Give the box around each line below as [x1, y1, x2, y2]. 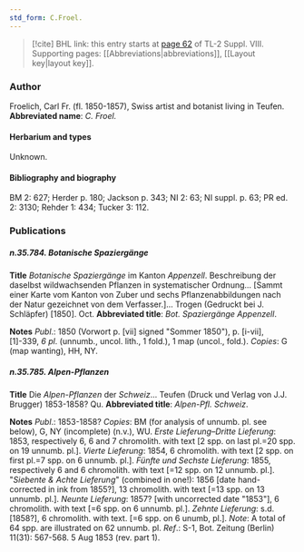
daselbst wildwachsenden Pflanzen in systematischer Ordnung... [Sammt [9, 280, 283, 291]
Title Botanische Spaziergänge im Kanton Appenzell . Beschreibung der [9, 270, 277, 281]
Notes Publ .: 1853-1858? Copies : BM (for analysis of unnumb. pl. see [9, 417, 268, 428]
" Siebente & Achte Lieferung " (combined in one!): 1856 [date [9, 474, 236, 486]
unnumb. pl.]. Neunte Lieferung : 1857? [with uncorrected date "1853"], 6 [9, 494, 279, 505]
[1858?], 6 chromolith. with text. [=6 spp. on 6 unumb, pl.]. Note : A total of [9, 513, 286, 524]
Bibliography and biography [9, 172, 116, 182]
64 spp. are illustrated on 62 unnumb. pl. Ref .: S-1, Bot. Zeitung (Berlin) [9, 523, 275, 534]
